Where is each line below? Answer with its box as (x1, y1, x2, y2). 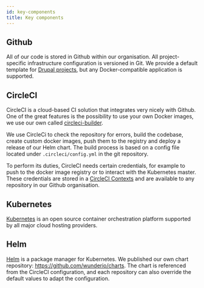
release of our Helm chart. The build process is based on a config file (6, 144, 180, 151)
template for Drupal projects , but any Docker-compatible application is (6, 66, 183, 74)
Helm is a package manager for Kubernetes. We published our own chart (6, 255, 189, 262)
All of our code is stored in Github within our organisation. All (6, 53, 158, 61)
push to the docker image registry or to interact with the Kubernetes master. (6, 168, 196, 176)
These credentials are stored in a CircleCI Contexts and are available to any (6, 175, 195, 182)
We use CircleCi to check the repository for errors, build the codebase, (6, 131, 184, 139)
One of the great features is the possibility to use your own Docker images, (6, 113, 194, 120)
